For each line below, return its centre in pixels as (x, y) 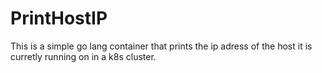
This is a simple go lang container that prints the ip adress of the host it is (161, 46)
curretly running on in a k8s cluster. (83, 56)
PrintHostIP (59, 18)
